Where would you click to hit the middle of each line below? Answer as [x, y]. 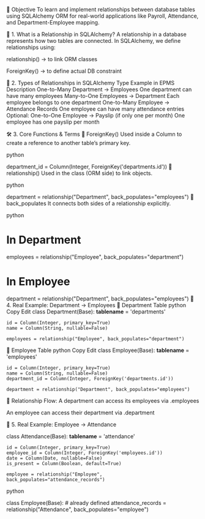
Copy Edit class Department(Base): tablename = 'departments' [86, 312]
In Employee [38, 282]
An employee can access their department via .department [80, 413]
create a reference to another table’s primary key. [69, 143]
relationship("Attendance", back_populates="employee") [77, 509]
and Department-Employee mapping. [53, 22]
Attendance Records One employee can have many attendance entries [95, 109]
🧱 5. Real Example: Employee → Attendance [61, 424]
